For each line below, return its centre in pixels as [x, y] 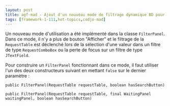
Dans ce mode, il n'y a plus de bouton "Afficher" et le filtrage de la [75, 39]
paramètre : [17, 76]
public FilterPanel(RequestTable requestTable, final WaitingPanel [78, 94]
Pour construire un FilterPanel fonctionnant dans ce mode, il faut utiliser [82, 65]
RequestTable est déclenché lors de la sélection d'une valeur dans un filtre [83, 45]
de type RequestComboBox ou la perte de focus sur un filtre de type [74, 50]
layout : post [19, 10]
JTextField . [17, 55]
